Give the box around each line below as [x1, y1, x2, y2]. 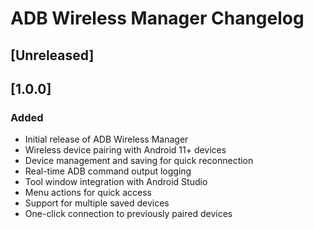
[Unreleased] [10, 47, 95, 64]
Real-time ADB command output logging [24, 165, 192, 177]
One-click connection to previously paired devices [24, 208, 233, 220]
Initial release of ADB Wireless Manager [24, 133, 189, 146]
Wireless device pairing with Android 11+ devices [24, 144, 227, 156]
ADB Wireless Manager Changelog [10, 7, 305, 30]
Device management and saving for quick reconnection [24, 155, 254, 167]
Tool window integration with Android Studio [24, 176, 208, 188]
